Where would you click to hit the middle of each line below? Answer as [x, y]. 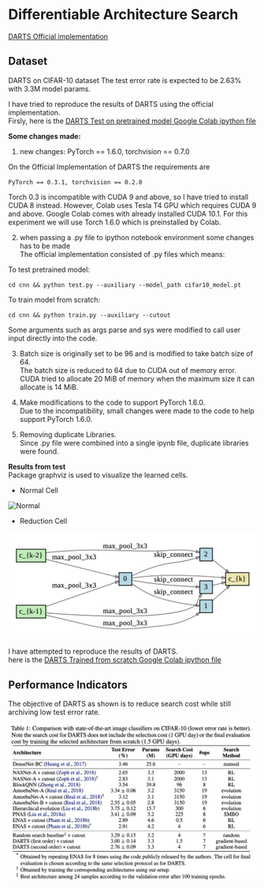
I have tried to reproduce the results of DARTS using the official [111, 104]
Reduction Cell [43, 521]
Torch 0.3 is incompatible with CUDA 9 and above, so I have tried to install [128, 197]
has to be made [45, 246]
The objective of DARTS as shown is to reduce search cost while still [119, 704]
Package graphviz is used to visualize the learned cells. [98, 475]
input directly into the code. [53, 338]
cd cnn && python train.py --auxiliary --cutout [89, 315]
